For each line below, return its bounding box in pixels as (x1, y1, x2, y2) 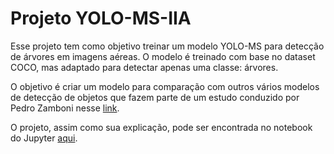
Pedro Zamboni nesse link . (10, 102, 120, 114)
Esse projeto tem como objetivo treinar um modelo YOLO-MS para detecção (10, 40, 325, 52)
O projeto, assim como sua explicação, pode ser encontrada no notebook (10, 121, 313, 133)
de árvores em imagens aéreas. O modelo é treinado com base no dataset (10, 50, 316, 62)
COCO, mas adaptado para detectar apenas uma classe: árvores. (10, 61, 279, 73)
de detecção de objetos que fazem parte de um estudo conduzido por (10, 91, 300, 103)
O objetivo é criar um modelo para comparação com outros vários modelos (10, 80, 320, 92)
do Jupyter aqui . (10, 132, 78, 144)
